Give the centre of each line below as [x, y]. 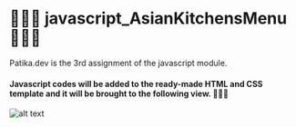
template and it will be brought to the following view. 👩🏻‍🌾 [119, 93]
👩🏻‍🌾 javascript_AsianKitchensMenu [148, 19]
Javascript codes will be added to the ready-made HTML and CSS [136, 83]
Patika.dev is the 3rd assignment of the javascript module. [118, 63]
